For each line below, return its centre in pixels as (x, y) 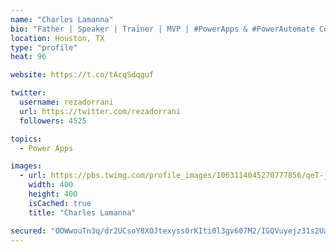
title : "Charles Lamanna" (82, 212)
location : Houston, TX (57, 38)
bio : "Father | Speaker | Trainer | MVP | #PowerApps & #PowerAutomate (162, 29)
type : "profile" (44, 47)
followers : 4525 (53, 121)
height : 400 (53, 194)
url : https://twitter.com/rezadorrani (100, 111)
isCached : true (60, 203)
